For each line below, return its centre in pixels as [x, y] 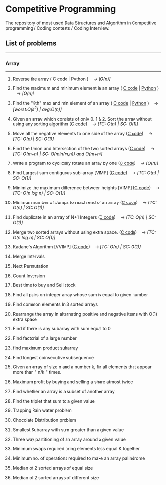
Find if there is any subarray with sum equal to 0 [62, 328]
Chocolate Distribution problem [44, 420]
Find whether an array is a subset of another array [64, 391]
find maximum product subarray [45, 348]
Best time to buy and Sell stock [44, 285]
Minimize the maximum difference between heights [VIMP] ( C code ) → [86, 187]
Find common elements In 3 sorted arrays [55, 304]
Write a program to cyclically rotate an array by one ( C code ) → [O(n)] [85, 163]
